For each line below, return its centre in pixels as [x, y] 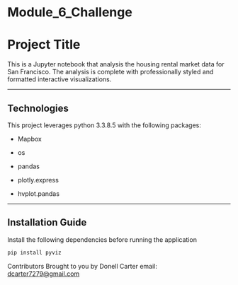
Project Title [44, 45]
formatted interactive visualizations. [59, 79]
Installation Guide [47, 222]
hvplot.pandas [39, 193]
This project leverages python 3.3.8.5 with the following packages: [104, 125]
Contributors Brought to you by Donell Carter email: [83, 266]
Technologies [38, 108]
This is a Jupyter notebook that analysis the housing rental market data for [116, 64]
